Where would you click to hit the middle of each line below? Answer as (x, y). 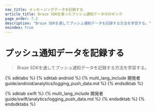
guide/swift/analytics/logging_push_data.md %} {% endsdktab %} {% (75, 99)
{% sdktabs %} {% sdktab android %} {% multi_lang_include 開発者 (73, 78)
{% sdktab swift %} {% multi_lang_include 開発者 (54, 93)
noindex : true (19, 28)
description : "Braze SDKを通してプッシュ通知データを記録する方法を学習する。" (78, 23)
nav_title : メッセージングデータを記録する (44, 9)
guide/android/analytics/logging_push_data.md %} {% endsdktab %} (74, 84)
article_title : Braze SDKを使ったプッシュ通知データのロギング (64, 14)
